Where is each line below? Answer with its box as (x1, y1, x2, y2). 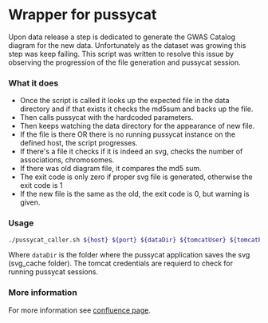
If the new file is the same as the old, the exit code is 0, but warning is (19, 189, 250, 199)
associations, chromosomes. (19, 155, 115, 165)
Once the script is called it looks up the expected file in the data (19, 96, 230, 106)
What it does (8, 78, 59, 89)
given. (19, 197, 41, 207)
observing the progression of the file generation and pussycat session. (8, 58, 241, 67)
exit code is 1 (19, 181, 63, 190)
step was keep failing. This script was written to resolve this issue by (8, 49, 234, 58)
